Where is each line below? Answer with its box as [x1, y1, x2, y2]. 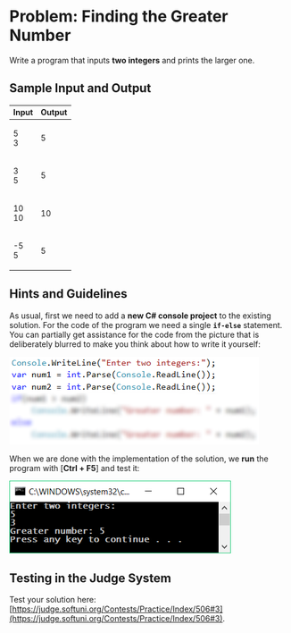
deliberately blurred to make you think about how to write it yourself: [9, 338, 262, 350]
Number [9, 25, 71, 46]
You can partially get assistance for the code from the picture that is [9, 329, 260, 340]
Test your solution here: [9, 595, 96, 605]
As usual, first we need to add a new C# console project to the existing [9, 310, 272, 321]
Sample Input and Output [9, 80, 152, 96]
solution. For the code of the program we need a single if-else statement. [9, 319, 283, 330]
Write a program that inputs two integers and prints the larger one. [9, 55, 255, 65]
